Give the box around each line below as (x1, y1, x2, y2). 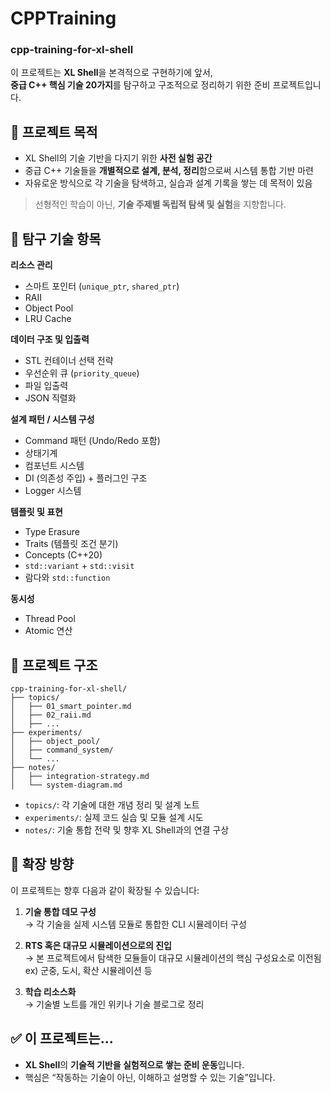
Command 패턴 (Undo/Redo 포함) (24, 435, 161, 447)
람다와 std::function (24, 572, 111, 584)
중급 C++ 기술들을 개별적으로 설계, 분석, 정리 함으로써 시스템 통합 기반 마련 (24, 165, 314, 177)
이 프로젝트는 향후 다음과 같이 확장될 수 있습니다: (10, 884, 200, 896)
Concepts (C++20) (24, 549, 103, 561)
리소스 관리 (10, 259, 53, 271)
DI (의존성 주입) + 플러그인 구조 (24, 472, 148, 484)
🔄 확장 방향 (10, 856, 75, 873)
